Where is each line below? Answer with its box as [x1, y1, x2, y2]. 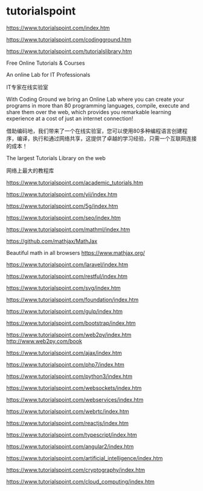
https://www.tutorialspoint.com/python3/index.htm [6, 373, 133, 380]
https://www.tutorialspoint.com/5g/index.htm [6, 202, 118, 210]
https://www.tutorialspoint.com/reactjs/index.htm [6, 419, 129, 426]
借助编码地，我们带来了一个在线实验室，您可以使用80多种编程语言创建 [6, 127, 182, 134]
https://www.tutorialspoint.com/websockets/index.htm [6, 384, 142, 391]
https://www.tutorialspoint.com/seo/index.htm [6, 214, 121, 221]
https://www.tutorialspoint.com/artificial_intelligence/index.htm [6, 454, 163, 461]
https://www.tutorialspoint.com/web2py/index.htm [6, 331, 132, 338]
